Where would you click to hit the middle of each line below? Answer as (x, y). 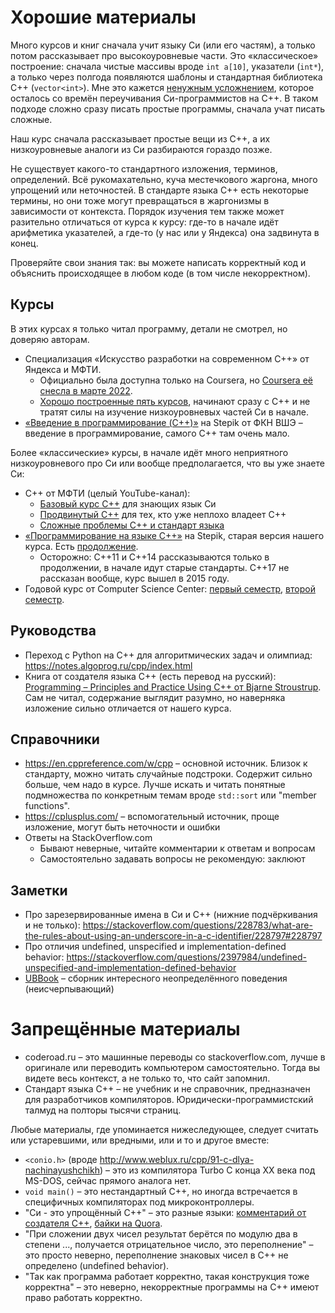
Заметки (39, 890)
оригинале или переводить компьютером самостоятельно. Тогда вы (172, 1068)
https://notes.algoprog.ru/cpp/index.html (108, 665)
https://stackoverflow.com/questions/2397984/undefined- (186, 957)
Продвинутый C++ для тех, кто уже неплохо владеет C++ (163, 514)
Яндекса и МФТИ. (63, 369)
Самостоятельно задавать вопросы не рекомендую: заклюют (172, 859)
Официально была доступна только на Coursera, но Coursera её (176, 380)
